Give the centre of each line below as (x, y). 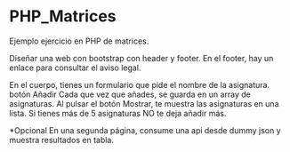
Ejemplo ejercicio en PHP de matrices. (79, 41)
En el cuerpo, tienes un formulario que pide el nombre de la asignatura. (139, 84)
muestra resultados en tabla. (61, 140)
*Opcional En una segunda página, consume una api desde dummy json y (145, 130)
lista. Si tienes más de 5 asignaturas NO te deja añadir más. (118, 113)
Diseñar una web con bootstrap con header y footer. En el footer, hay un (141, 58)
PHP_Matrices (63, 16)
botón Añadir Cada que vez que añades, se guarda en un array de (130, 94)
